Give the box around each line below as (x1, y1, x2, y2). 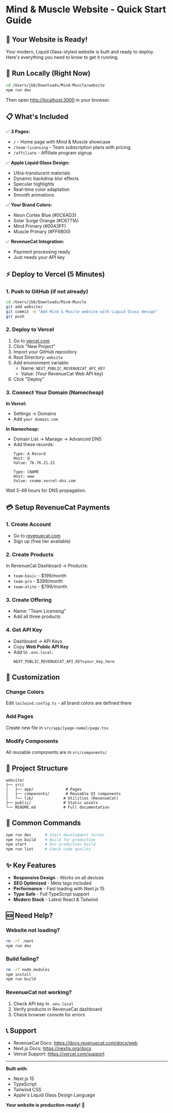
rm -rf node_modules (6, 967, 50, 972)
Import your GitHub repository (13, 348, 78, 355)
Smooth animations (13, 192, 54, 198)
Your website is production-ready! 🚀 (6, 1102, 85, 1108)
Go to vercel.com (13, 338, 50, 344)
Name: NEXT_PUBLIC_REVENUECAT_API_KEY (21, 365, 106, 371)
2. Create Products (6, 551, 54, 558)
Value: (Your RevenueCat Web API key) (21, 370, 104, 377)
